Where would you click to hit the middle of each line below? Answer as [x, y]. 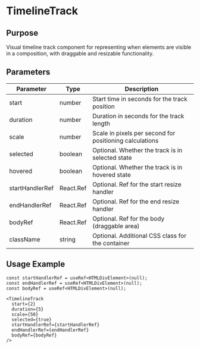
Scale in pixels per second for [134, 133]
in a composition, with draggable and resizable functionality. [80, 54]
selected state [112, 158]
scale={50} [25, 314]
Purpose [22, 33]
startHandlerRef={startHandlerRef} [56, 325]
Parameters [28, 72]
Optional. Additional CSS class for [139, 235]
